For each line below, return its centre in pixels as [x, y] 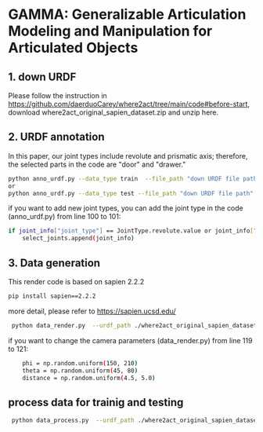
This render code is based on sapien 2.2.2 [76, 282]
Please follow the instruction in [58, 95]
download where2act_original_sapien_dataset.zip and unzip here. [113, 112]
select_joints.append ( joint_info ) [78, 238]
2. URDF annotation [56, 137]
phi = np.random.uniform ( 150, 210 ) [80, 363]
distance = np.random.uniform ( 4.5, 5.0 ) [89, 378]
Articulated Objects [73, 48]
